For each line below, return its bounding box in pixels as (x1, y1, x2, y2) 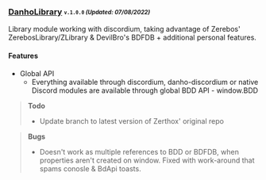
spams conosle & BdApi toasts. (39, 163, 141, 173)
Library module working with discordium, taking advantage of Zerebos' (8, 25, 241, 34)
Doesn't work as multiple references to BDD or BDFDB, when (39, 147, 240, 156)
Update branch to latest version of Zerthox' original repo (39, 116, 225, 125)
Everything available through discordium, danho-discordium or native (31, 77, 259, 86)
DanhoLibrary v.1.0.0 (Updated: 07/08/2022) (8, 6, 151, 17)
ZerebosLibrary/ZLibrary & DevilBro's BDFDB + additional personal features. (8, 33, 256, 42)
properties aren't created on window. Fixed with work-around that (39, 155, 256, 165)
